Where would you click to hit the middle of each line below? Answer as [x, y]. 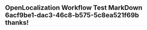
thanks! [17, 23]
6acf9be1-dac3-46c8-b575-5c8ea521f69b [72, 15]
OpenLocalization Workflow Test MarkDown [74, 8]
